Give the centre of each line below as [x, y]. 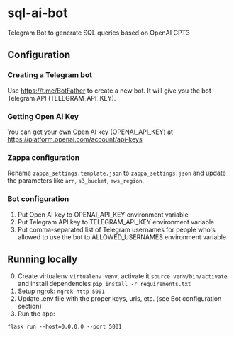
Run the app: [36, 314]
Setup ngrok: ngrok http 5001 [61, 291]
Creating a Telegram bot [50, 75]
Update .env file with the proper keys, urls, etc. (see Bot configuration [119, 299]
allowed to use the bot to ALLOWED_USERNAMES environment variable [122, 237]
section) [30, 307]
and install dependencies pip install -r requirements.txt [104, 284]
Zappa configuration [44, 157]
